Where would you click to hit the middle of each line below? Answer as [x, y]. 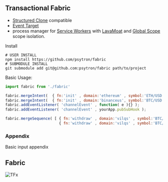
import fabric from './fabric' [38, 86]
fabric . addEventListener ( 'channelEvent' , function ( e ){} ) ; [72, 105]
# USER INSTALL [21, 55]
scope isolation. [29, 36]
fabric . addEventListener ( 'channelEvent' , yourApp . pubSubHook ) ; [76, 109]
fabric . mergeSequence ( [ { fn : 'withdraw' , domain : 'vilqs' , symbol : [79, 119]
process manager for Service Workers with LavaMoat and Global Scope [86, 31]
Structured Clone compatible [42, 20]
